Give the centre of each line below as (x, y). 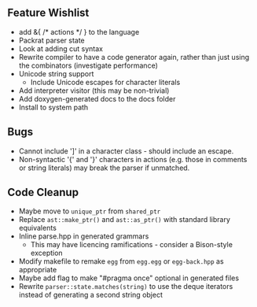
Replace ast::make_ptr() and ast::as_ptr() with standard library (125, 220)
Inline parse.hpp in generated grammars (84, 236)
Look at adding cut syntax (61, 48)
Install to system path (53, 107)
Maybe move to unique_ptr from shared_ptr (90, 211)
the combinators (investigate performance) (88, 65)
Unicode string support (56, 73)
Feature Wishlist (48, 13)
